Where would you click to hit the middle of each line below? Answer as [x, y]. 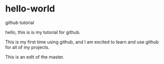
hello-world [30, 9]
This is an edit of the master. [35, 57]
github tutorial [20, 22]
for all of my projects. [27, 47]
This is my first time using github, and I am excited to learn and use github [82, 42]
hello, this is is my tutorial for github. [43, 32]
